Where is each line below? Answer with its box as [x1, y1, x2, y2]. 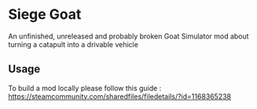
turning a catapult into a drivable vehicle [8, 39, 139, 49]
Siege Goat [8, 5, 82, 24]
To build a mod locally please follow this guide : [8, 83, 162, 93]
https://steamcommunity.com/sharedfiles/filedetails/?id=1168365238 [8, 92, 232, 101]
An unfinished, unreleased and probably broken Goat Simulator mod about [8, 31, 249, 41]
